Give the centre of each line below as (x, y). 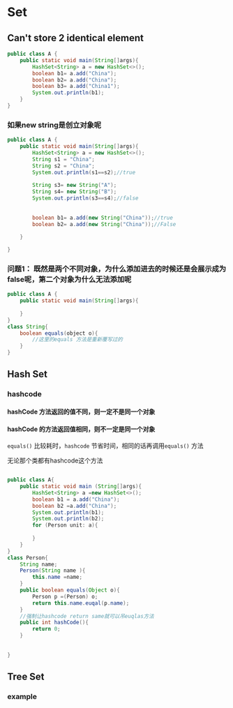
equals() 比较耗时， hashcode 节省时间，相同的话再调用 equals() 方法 (105, 446)
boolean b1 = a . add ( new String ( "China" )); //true (103, 218)
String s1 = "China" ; (64, 159)
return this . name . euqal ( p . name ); (81, 603)
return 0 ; (46, 629)
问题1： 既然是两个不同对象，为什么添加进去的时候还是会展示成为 (117, 269)
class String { (28, 326)
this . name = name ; (57, 577)
